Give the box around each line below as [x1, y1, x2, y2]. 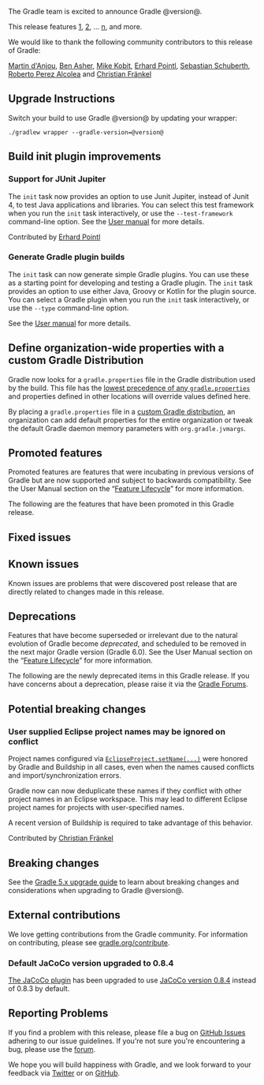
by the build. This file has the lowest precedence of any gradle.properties [8, 383, 251, 392]
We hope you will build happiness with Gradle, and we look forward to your [8, 1060, 252, 1069]
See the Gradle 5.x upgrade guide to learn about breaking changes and [8, 877, 240, 887]
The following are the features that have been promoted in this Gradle [8, 499, 235, 509]
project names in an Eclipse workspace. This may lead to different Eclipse [8, 794, 248, 804]
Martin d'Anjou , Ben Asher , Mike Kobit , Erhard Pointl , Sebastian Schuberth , [8, 61, 251, 70]
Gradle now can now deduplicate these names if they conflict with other [8, 786, 242, 796]
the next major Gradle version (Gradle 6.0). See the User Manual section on [8, 648, 253, 657]
